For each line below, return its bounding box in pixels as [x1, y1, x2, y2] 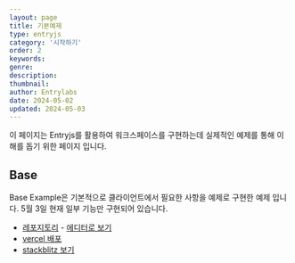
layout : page [9, 12, 58, 22]
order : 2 [9, 46, 42, 55]
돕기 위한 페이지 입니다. [25, 141, 107, 152]
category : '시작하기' [9, 37, 82, 47]
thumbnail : [9, 79, 50, 88]
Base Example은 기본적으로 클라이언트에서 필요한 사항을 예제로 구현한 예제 [9, 193, 271, 203]
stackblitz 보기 [21, 244, 75, 255]
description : [9, 71, 58, 80]
